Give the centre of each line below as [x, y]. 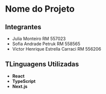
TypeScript [24, 81]
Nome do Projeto [40, 9]
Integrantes [23, 27]
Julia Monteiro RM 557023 [39, 38]
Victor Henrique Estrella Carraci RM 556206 [57, 49]
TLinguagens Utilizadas [42, 64]
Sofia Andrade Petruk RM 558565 [46, 44]
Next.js [20, 86]
